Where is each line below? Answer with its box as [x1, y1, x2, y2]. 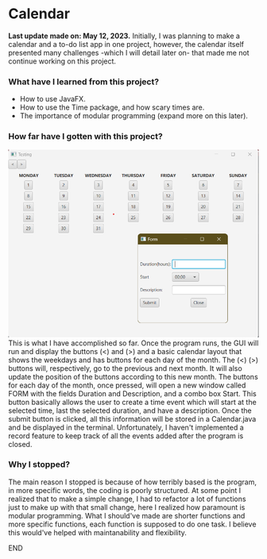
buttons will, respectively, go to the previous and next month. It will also [8, 363, 242, 373]
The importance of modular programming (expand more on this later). [19, 111, 249, 121]
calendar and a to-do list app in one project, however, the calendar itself [8, 39, 245, 48]
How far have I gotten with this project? [8, 131, 163, 142]
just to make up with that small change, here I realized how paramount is [8, 502, 246, 512]
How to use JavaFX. [19, 94, 86, 104]
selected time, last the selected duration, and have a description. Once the [8, 406, 252, 415]
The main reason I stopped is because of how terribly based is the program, [8, 477, 257, 487]
